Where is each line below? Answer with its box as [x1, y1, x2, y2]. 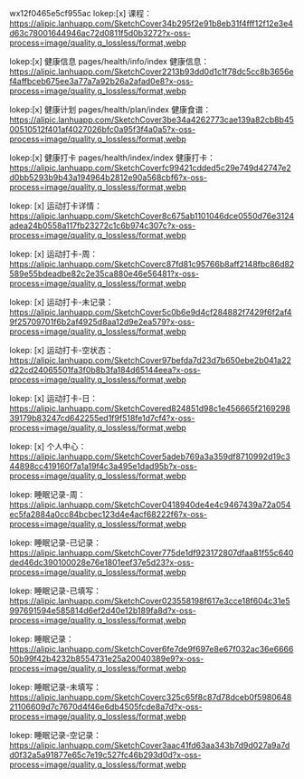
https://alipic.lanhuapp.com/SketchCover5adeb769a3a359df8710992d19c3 [9, 451, 291, 462]
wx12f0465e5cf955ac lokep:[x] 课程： [9, 8, 152, 18]
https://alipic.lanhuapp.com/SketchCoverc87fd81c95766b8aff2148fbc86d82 [9, 259, 295, 269]
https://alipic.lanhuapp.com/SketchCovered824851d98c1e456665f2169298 [9, 403, 291, 414]
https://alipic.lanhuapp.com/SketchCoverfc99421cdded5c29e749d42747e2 [9, 162, 291, 173]
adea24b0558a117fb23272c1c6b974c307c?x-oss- [9, 220, 196, 231]
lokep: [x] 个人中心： [9, 441, 87, 451]
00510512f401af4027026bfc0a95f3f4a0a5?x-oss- [9, 124, 196, 134]
